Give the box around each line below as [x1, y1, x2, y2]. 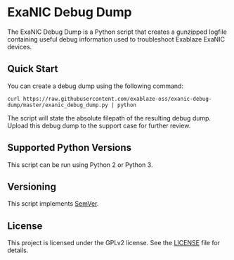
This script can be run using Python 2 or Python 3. [7, 160, 153, 169]
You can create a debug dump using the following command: [7, 82, 184, 90]
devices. [7, 42, 32, 51]
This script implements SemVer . [7, 199, 99, 208]
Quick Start [7, 63, 58, 75]
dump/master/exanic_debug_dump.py [7, 101, 109, 109]
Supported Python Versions [7, 142, 132, 154]
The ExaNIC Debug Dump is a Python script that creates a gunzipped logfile [7, 27, 227, 36]
